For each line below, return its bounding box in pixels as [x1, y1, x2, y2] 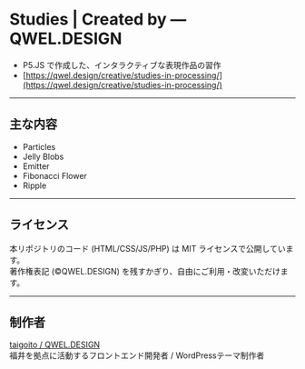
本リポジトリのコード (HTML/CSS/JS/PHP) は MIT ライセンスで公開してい [9, 243, 286, 254]
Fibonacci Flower [22, 170, 88, 181]
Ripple [22, 180, 47, 191]
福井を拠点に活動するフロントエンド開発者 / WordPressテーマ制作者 [9, 350, 265, 361]
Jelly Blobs [22, 151, 64, 162]
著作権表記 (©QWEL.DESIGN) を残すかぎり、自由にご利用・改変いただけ [9, 265, 281, 276]
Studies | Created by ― [9, 9, 187, 30]
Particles [22, 141, 56, 152]
